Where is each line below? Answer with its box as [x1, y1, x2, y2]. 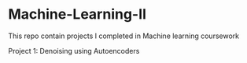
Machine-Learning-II [8, 5, 147, 23]
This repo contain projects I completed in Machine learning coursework [8, 31, 240, 40]
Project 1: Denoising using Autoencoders [8, 46, 140, 55]
